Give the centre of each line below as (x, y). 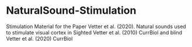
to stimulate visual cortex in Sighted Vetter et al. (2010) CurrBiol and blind (94, 32)
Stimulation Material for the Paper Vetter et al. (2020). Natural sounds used (96, 26)
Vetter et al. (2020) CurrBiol (39, 38)
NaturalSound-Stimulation (71, 11)
